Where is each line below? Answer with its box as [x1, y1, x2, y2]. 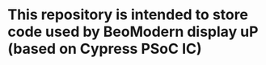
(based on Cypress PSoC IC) [7, 40, 203, 58]
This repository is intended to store [7, 6, 248, 24]
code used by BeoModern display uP [7, 22, 259, 41]
